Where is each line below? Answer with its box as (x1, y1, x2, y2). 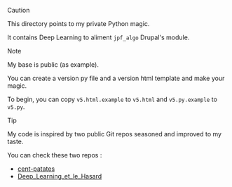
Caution (7, 6, 30, 14)
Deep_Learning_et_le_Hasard (17, 172, 102, 180)
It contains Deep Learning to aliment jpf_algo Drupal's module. (7, 33, 190, 41)
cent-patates (17, 165, 55, 173)
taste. (7, 137, 24, 146)
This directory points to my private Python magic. (7, 20, 150, 27)
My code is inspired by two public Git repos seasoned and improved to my (7, 130, 222, 138)
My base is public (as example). (7, 60, 100, 69)
